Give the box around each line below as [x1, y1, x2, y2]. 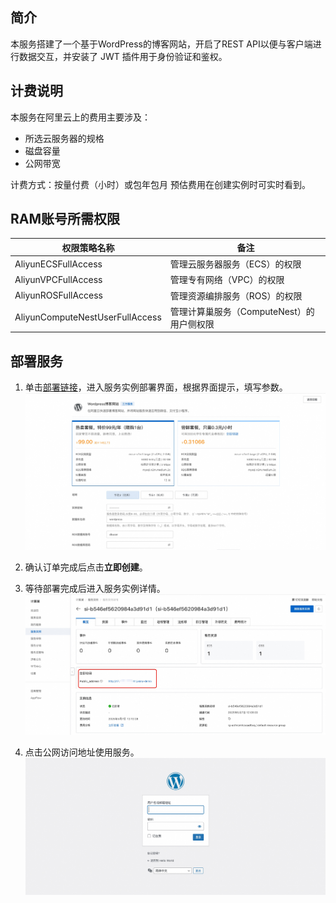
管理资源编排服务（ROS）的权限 [169, 289, 303, 302]
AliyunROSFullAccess [14, 289, 104, 302]
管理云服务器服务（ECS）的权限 [169, 258, 302, 270]
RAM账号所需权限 [10, 211, 121, 228]
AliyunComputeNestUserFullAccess [14, 311, 162, 323]
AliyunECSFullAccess [14, 258, 103, 270]
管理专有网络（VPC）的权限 [169, 274, 285, 286]
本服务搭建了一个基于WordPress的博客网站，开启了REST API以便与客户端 [10, 38, 313, 50]
